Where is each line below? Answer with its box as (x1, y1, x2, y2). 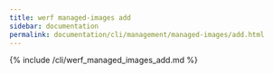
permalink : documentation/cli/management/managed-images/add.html (9, 30, 265, 39)
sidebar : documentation (9, 22, 99, 31)
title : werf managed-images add (9, 13, 131, 23)
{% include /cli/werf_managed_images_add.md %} (9, 55, 199, 66)
